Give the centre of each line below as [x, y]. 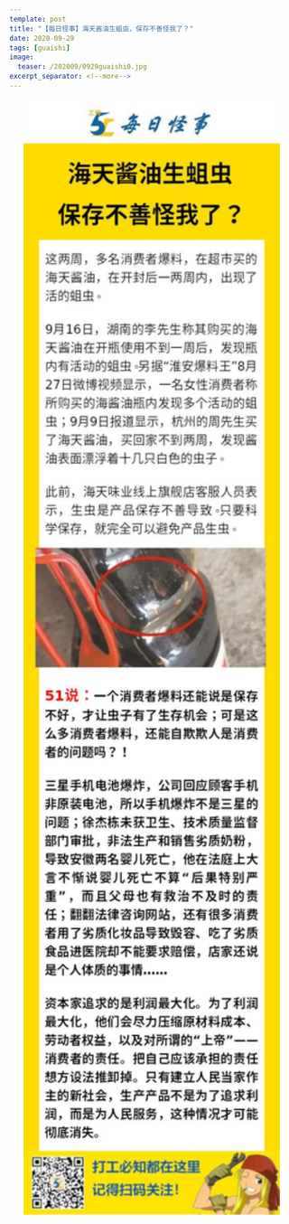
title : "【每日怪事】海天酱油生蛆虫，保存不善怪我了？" [102, 28]
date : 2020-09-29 [42, 38]
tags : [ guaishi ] [40, 48]
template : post [38, 19]
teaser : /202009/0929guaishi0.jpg [82, 67]
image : [22, 57]
